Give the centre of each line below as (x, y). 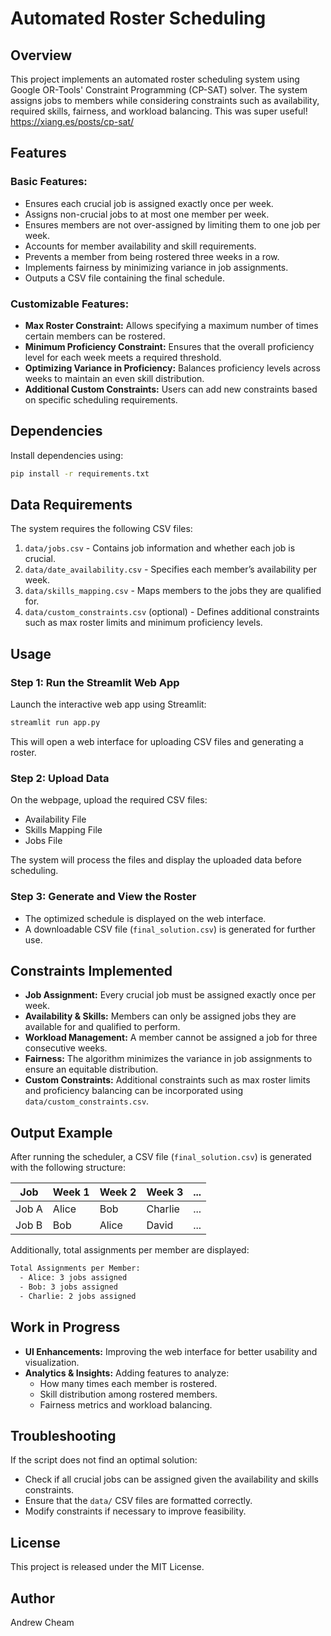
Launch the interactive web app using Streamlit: (108, 704)
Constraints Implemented (91, 971)
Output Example (61, 1132)
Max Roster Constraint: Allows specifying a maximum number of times (171, 325)
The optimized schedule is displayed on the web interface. (145, 918)
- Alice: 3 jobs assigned (73, 1278)
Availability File (55, 819)
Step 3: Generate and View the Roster (103, 897)
